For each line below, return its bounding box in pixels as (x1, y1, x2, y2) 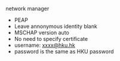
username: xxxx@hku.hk (14, 41, 75, 49)
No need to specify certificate (14, 36, 88, 42)
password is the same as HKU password (14, 48, 114, 55)
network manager (5, 5, 50, 12)
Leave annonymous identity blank (14, 23, 98, 30)
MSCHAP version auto (14, 29, 69, 36)
